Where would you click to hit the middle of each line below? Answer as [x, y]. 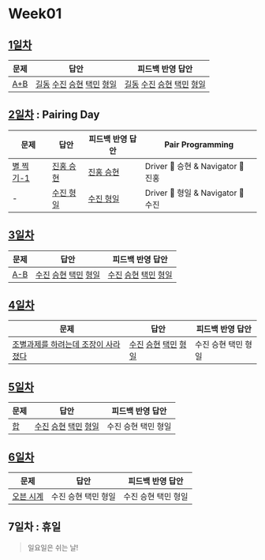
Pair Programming [199, 145]
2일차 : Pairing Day [54, 115]
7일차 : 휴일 [35, 527]
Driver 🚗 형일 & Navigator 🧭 [194, 193]
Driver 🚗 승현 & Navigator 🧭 [194, 166]
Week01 [35, 14]
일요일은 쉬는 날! [53, 547]
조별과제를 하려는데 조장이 [58, 344]
